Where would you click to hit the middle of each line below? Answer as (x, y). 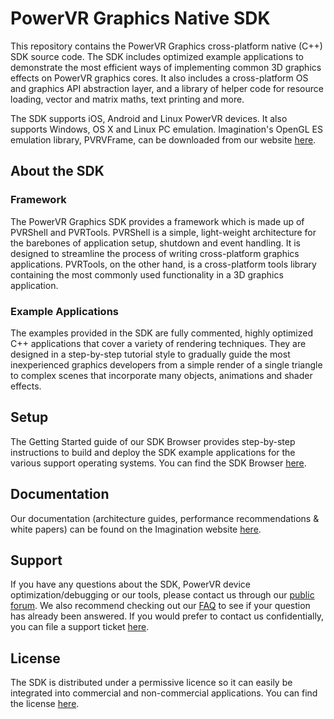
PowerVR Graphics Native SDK (140, 18)
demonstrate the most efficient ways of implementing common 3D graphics (166, 67)
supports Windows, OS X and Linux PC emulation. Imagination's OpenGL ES (166, 129)
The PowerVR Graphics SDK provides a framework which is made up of (157, 221)
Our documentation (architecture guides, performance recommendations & (165, 518)
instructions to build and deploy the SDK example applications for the (153, 452)
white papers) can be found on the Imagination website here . (136, 529)
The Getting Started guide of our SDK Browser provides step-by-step (153, 441)
